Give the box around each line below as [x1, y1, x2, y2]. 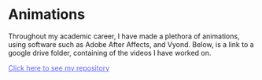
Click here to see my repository [8, 63, 110, 72]
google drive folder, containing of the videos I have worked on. [8, 48, 212, 57]
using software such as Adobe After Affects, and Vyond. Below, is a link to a [8, 39, 254, 49]
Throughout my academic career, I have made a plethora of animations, [8, 31, 240, 41]
